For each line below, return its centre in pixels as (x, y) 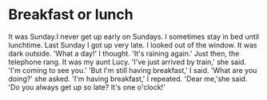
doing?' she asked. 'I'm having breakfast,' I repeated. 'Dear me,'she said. (128, 79)
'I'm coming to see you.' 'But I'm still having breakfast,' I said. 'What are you (133, 70)
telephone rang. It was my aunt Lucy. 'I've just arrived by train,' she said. (128, 62)
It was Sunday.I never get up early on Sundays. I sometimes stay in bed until (134, 37)
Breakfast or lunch (71, 15)
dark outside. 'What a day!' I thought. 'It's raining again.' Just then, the (124, 53)
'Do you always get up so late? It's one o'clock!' (87, 87)
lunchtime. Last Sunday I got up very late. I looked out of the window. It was (133, 44)
